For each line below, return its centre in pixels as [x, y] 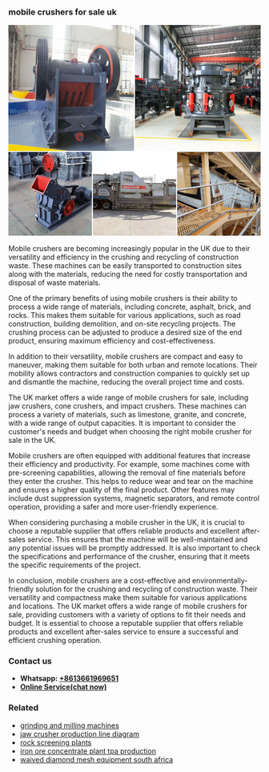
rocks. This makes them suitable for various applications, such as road [125, 315]
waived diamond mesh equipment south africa [96, 759]
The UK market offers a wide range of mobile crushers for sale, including [128, 397]
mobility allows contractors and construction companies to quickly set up [129, 373]
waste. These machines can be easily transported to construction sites [125, 265]
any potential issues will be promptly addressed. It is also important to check [134, 547]
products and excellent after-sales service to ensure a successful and [123, 632]
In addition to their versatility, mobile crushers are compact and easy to [126, 356]
